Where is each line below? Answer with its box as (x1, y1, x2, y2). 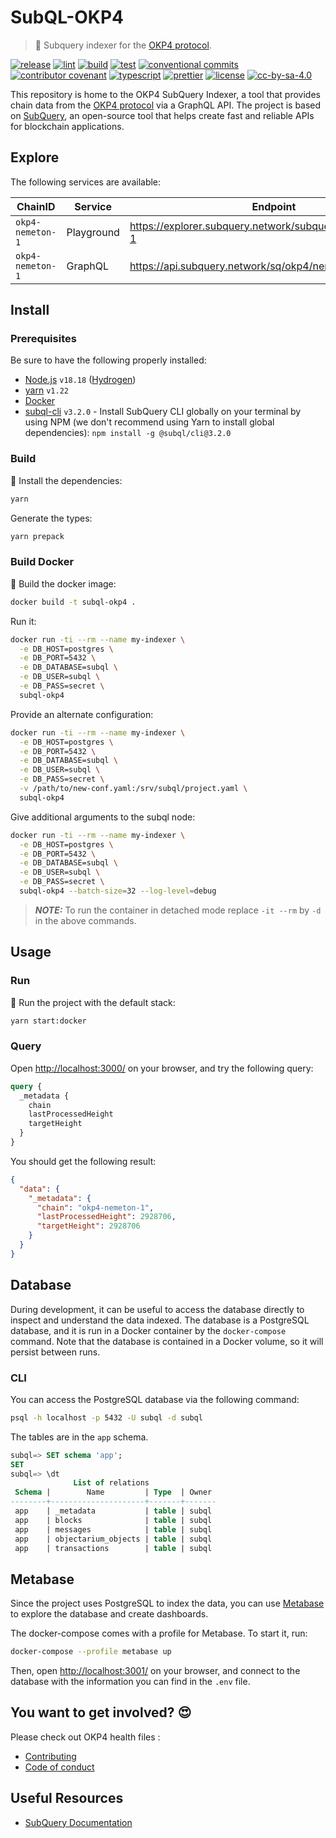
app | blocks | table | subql (14, 1515, 213, 1525)
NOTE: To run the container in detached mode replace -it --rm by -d (34, 904, 322, 916)
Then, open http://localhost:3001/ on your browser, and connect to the (10, 1665, 301, 1677)
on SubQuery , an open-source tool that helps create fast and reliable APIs (10, 109, 315, 121)
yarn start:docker (10, 1016, 87, 1026)
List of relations (73, 1478, 150, 1488)
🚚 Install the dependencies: (10, 474, 123, 486)
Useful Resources (10, 1790, 124, 1807)
